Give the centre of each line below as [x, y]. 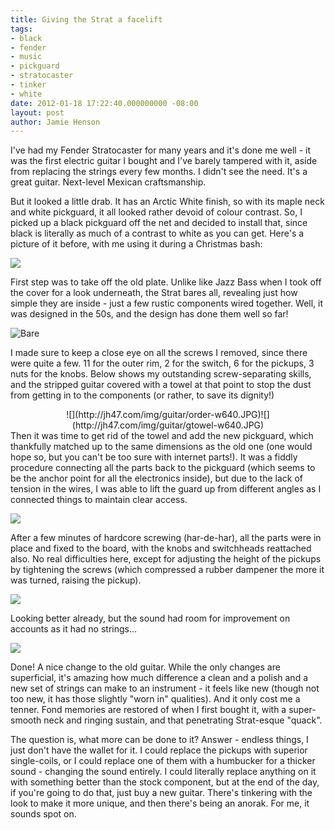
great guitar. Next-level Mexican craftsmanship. [108, 182]
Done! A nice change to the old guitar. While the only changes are [145, 667]
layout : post [37, 112]
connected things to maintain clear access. [99, 500]
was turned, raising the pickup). [76, 580]
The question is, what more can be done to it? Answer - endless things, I [159, 740]
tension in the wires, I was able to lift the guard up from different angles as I [166, 489]
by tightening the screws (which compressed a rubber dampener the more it [167, 570]
